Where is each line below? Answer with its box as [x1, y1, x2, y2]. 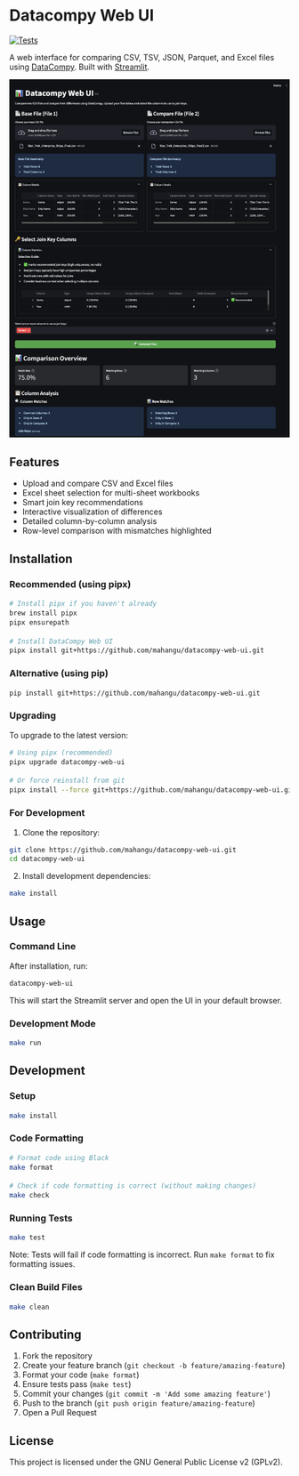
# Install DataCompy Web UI [9, 637, 114, 646]
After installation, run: [9, 960, 88, 971]
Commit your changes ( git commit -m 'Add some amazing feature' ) [21, 1389, 271, 1399]
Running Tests [9, 1212, 73, 1224]
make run [9, 1038, 42, 1047]
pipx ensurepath [9, 617, 69, 627]
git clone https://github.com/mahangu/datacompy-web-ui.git [9, 845, 238, 854]
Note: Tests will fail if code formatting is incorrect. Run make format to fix [9, 1249, 275, 1260]
